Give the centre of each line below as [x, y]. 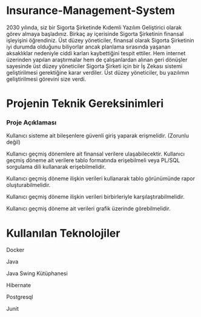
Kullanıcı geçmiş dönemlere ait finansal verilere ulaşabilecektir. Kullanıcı [95, 154]
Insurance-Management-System [91, 11]
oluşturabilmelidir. [28, 185]
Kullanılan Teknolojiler [63, 233]
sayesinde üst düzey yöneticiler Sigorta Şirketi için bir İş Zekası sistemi [94, 66]
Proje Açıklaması [31, 123]
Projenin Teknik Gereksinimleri [85, 104]
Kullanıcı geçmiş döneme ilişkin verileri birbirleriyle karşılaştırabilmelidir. [95, 197]
